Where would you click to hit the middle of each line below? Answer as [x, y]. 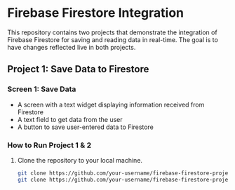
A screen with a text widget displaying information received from [111, 104]
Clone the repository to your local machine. [80, 160]
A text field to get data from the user [70, 119]
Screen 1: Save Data [42, 89]
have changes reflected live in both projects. [72, 47]
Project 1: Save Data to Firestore [78, 69]
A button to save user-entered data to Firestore [86, 127]
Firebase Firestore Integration [96, 13]
